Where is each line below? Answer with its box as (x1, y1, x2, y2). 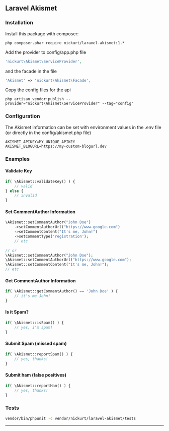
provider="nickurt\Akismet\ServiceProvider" (5, 101, 100, 106)
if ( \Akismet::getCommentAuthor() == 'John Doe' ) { (5, 289, 118, 294)
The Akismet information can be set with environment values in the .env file (5, 124, 162, 130)
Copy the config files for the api (5, 87, 71, 93)
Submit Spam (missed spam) (5, 340, 67, 347)
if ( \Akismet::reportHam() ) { (5, 383, 71, 388)
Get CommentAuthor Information (5, 277, 76, 284)
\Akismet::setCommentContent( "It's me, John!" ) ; (5, 262, 109, 267)
